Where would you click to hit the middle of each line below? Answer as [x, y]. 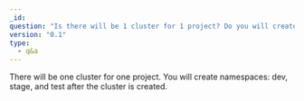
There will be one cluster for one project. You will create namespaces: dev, [148, 77]
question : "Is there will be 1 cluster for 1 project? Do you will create [153, 26]
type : [19, 43]
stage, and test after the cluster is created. [89, 87]
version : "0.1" [38, 34]
